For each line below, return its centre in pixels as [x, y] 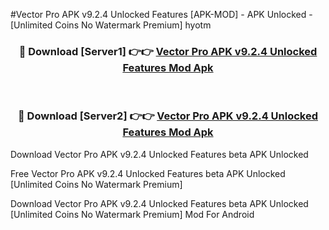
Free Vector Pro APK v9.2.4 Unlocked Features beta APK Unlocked [148, 173]
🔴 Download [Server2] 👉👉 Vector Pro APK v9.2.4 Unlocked [168, 116]
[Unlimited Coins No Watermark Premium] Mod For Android [132, 214]
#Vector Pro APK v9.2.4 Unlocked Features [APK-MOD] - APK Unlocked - [161, 14]
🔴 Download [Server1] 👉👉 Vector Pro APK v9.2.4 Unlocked [168, 51]
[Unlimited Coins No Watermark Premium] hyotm [111, 25]
